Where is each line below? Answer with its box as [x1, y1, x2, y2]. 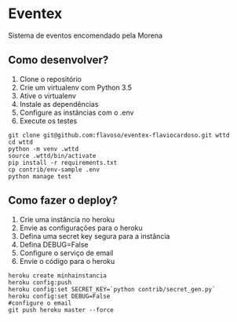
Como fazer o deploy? [8, 194, 118, 207]
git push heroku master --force [8, 306, 114, 314]
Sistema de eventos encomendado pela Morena [8, 31, 163, 40]
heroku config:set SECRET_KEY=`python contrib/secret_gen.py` [8, 285, 216, 293]
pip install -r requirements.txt [8, 159, 118, 166]
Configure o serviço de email [19, 248, 114, 258]
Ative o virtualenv [19, 91, 77, 101]
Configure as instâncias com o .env [19, 108, 134, 117]
